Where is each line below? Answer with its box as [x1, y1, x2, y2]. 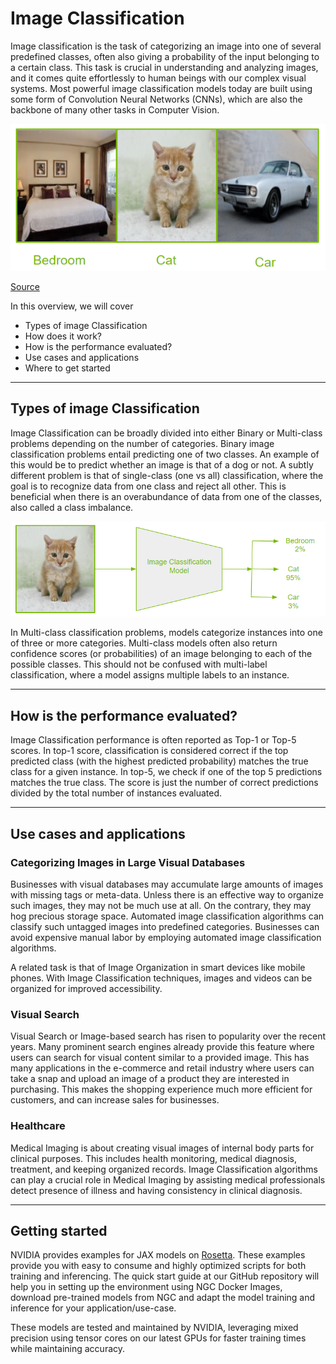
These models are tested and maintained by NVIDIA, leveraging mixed [10, 1322, 299, 1334]
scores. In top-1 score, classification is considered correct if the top [10, 745, 289, 757]
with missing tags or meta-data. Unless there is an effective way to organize [10, 888, 324, 901]
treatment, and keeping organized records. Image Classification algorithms [10, 1163, 318, 1175]
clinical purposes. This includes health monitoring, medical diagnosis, [10, 1152, 298, 1164]
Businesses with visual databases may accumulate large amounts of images [10, 878, 324, 890]
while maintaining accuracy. [10, 1343, 126, 1355]
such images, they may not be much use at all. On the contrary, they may [10, 899, 312, 911]
